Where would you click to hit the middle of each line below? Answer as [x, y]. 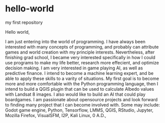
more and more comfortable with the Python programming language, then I [82, 84]
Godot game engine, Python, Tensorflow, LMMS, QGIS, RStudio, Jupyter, [79, 110]
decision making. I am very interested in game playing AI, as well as [74, 68]
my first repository [24, 22]
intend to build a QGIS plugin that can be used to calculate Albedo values [80, 89]
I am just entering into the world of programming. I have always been [75, 41]
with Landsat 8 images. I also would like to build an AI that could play [75, 94]
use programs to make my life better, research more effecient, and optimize [82, 62]
